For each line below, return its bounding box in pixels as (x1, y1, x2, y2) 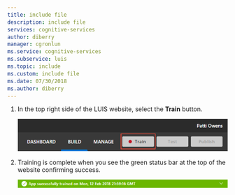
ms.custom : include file (7, 70, 80, 77)
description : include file (7, 18, 86, 26)
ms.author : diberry (7, 85, 64, 92)
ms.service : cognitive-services (7, 48, 101, 55)
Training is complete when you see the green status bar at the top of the (17, 158, 226, 166)
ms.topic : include (7, 63, 61, 70)
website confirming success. (17, 165, 101, 174)
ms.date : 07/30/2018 (7, 78, 68, 85)
